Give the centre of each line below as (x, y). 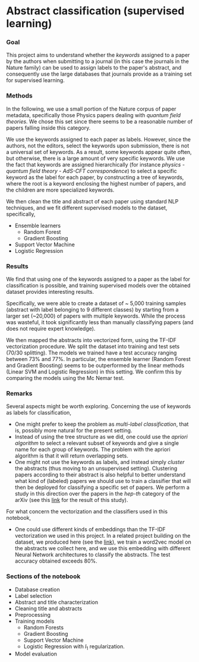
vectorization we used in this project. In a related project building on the (102, 536)
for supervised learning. (36, 80)
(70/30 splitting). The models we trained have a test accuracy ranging (91, 353)
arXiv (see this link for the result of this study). (72, 500)
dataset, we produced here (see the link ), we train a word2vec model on (103, 542)
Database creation (37, 589)
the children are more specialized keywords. (60, 190)
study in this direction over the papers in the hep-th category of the (97, 494)
